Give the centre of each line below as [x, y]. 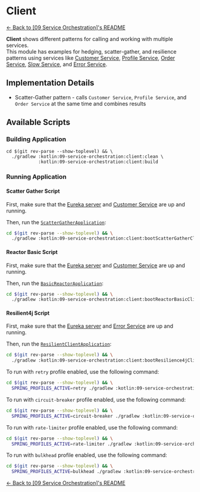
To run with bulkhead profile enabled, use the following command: [87, 455]
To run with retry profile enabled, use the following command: [83, 372]
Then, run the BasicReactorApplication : [55, 283]
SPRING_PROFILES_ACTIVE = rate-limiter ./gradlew [72, 444]
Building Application [36, 139]
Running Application [36, 177]
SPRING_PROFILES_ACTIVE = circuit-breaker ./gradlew [76, 416]
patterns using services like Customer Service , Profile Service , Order [91, 58]
